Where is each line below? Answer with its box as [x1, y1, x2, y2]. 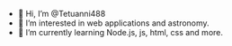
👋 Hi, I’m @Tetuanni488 [17, 9, 106, 19]
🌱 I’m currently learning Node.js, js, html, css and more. [17, 27, 223, 37]
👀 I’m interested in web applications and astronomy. [17, 18, 210, 28]
